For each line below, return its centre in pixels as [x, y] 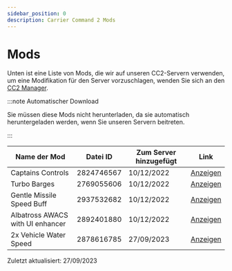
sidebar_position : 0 [37, 13]
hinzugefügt [156, 161]
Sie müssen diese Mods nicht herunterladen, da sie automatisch [98, 115]
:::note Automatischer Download [53, 102]
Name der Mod [40, 157]
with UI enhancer [38, 224]
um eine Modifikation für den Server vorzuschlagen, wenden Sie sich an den [116, 81]
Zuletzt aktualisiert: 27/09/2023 [52, 261]
